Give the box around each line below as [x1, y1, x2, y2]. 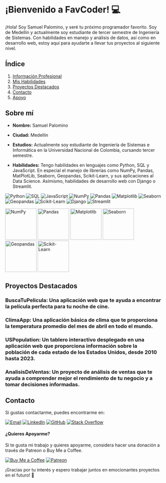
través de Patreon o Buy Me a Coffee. [5, 447, 82, 453]
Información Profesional [12, 73, 62, 79]
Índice [5, 60, 25, 68]
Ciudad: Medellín [12, 132, 48, 138]
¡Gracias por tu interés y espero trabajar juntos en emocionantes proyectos [5, 466, 160, 472]
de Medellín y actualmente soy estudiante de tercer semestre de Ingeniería [5, 29, 159, 35]
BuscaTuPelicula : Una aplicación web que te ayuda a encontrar [5, 297, 161, 304]
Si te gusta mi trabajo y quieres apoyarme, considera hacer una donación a [5, 442, 160, 448]
